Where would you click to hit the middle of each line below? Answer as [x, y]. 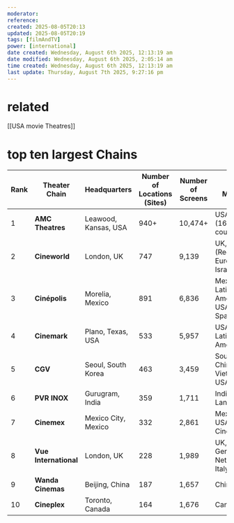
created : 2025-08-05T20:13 [46, 27]
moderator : [23, 14]
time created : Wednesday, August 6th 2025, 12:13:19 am [90, 66]
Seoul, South [106, 365]
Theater [56, 185]
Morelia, [98, 294]
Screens [193, 199]
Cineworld [52, 257]
